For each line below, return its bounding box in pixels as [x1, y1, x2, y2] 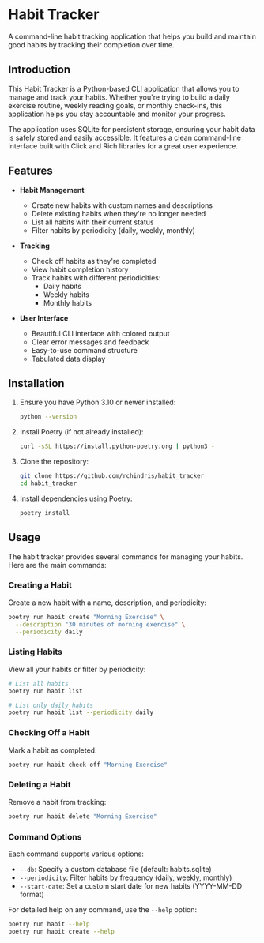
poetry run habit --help [8, 920, 90, 928]
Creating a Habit [8, 580, 73, 591]
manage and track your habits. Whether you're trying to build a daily [8, 92, 231, 102]
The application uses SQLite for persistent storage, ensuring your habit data [8, 124, 255, 133]
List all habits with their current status [31, 217, 154, 227]
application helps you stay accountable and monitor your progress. [8, 109, 227, 118]
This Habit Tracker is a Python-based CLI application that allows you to [8, 84, 239, 93]
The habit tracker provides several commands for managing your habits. [8, 551, 243, 562]
